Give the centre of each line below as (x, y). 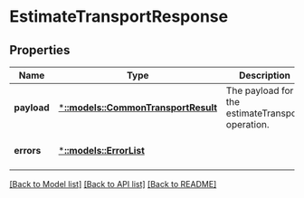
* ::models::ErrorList (101, 151)
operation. (247, 124)
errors (28, 151)
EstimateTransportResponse (119, 17)
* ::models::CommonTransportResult (138, 108)
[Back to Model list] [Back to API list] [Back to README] (113, 184)
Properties (40, 50)
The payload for (260, 90)
